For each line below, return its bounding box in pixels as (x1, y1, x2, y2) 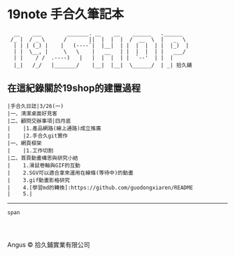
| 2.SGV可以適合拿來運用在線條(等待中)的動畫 (7, 169, 134, 176)
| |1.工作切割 (7, 147, 54, 154)
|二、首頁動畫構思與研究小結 (7, 154, 78, 161)
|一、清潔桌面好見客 (7, 110, 58, 117)
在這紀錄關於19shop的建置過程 (7, 82, 141, 94)
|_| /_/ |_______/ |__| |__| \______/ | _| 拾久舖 (13, 61, 192, 68)
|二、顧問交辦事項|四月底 (7, 117, 71, 124)
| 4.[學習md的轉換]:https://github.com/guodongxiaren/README (7, 184, 194, 191)
